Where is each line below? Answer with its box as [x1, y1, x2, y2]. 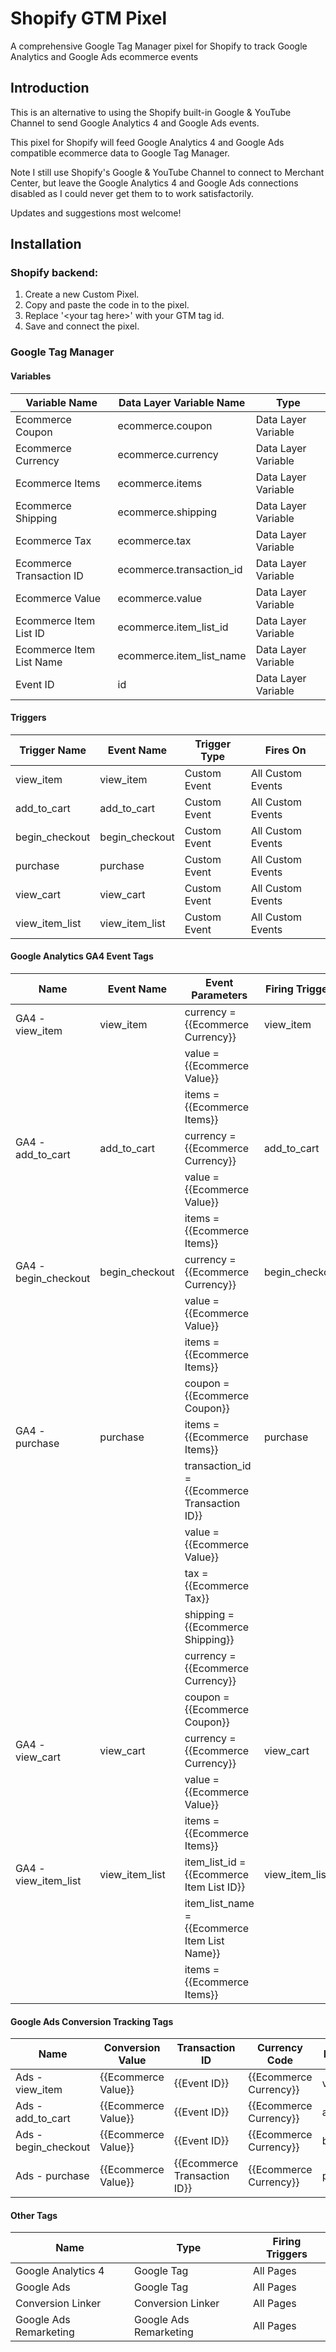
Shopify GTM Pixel [10, 7, 168, 30]
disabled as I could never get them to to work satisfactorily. [10, 187, 254, 199]
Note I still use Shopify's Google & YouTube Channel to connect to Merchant [10, 166, 325, 178]
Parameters [191, 988, 248, 1002]
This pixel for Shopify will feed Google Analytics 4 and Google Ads [10, 136, 285, 148]
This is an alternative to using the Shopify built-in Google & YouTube [10, 106, 292, 118]
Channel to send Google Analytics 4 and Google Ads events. [10, 117, 260, 129]
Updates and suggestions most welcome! [10, 207, 182, 219]
